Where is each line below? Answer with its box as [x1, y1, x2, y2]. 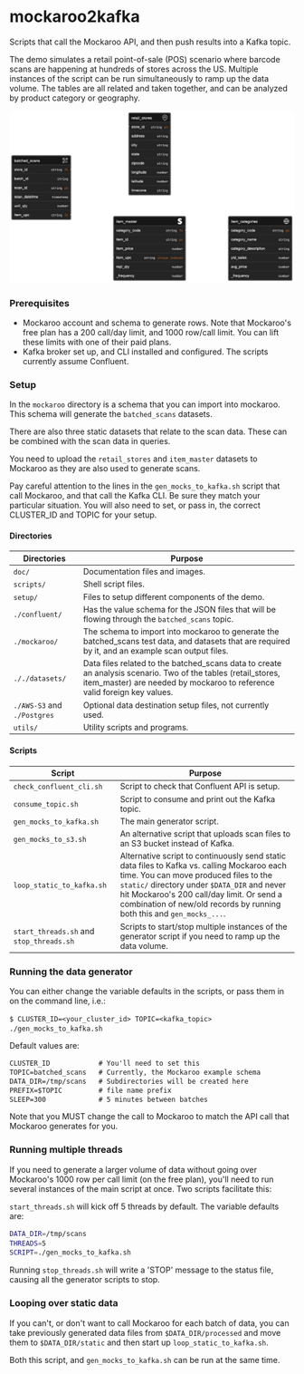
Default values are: [9, 1040, 80, 1051]
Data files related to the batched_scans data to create [82, 658, 282, 669]
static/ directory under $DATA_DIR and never [119, 879, 287, 890]
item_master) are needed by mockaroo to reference [82, 677, 275, 688]
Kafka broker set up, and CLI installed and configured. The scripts [22, 346, 269, 357]
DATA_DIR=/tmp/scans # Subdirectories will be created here [9, 1077, 249, 1087]
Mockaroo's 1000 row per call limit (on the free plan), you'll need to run [9, 1174, 274, 1185]
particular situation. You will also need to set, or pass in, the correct [9, 500, 261, 511]
